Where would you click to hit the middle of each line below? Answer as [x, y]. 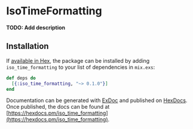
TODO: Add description [36, 27]
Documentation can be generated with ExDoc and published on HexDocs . [97, 100]
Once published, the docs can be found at [58, 107]
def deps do [21, 78]
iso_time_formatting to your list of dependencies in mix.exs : [81, 67]
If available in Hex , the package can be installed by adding [78, 60]
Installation [27, 46]
